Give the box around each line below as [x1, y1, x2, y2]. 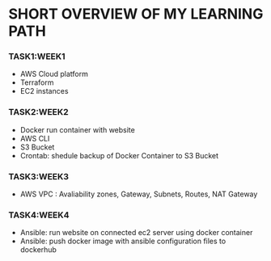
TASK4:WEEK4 [8, 209, 70, 221]
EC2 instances [19, 86, 69, 96]
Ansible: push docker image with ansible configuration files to [19, 236, 227, 246]
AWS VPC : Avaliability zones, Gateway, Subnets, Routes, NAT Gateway [19, 189, 258, 199]
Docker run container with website [19, 124, 135, 134]
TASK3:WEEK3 [8, 170, 70, 182]
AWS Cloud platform [19, 69, 89, 79]
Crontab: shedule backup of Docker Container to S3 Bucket [19, 150, 219, 160]
